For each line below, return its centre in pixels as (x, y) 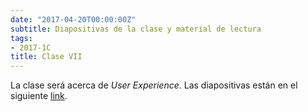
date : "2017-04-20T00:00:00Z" (73, 19)
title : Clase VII (46, 57)
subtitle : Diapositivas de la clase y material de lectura (136, 29)
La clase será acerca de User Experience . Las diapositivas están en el (154, 85)
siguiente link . (39, 96)
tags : (21, 38)
